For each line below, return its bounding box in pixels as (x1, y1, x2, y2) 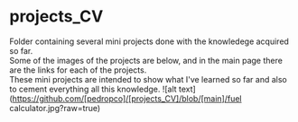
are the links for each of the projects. (9, 65, 147, 75)
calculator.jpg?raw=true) (9, 102, 101, 113)
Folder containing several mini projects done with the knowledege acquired (9, 36, 289, 47)
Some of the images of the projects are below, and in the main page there (9, 55, 283, 65)
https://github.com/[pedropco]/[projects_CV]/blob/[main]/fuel (12, 92, 242, 104)
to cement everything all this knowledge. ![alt (9, 83, 178, 94)
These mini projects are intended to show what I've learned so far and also (9, 74, 287, 84)
